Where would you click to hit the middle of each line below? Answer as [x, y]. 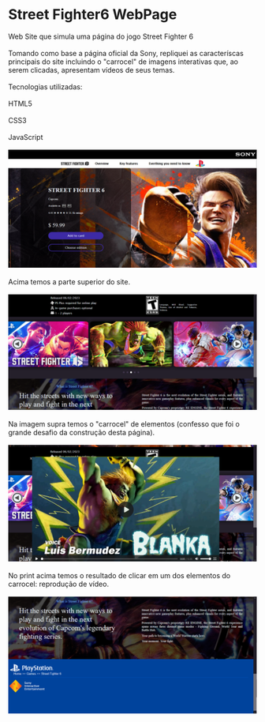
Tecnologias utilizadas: [45, 86]
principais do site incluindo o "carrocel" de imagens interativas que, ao [123, 62]
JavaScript [26, 137]
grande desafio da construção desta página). [82, 433]
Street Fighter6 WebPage [93, 15]
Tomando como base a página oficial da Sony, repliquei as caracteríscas [126, 53]
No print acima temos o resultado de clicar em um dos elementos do [119, 576]
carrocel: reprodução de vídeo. [58, 584]
